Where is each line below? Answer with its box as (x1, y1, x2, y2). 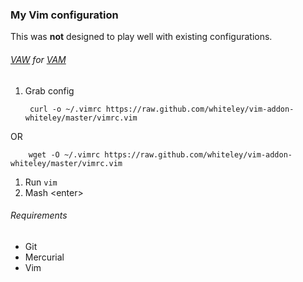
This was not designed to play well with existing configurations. (10, 31, 273, 43)
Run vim (24, 176, 58, 188)
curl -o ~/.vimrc (29, 104, 102, 114)
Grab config (24, 84, 75, 97)
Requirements (10, 209, 68, 222)
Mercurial (24, 251, 65, 263)
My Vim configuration (10, 8, 119, 22)
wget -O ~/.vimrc (28, 149, 101, 160)
